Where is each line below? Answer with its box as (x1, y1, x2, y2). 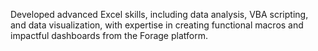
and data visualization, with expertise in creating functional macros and (10, 19, 304, 31)
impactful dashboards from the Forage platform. (10, 30, 208, 41)
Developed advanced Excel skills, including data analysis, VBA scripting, (10, 9, 309, 20)
